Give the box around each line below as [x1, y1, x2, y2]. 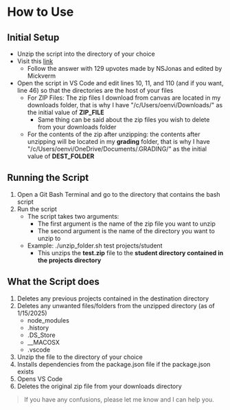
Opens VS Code [16, 374, 63, 382]
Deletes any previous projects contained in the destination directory [16, 294, 209, 303]
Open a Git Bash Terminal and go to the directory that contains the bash [16, 190, 221, 198]
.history [27, 323, 49, 332]
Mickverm [27, 72, 56, 80]
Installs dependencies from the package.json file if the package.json [16, 360, 211, 368]
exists [16, 367, 34, 376]
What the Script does [7, 276, 100, 288]
